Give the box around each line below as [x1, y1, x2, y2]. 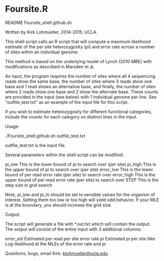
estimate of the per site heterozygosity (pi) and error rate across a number [5, 44, 155, 49]
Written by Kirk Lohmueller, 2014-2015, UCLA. [5, 29, 98, 35]
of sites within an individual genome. [5, 49, 79, 55]
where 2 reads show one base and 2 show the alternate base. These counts [5, 89, 158, 95]
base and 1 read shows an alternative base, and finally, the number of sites [5, 83, 156, 89]
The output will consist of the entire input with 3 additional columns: [5, 226, 142, 232]
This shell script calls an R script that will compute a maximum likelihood [5, 38, 151, 45]
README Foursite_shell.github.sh [5, 20, 72, 25]
